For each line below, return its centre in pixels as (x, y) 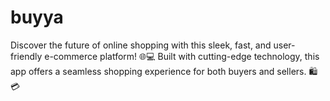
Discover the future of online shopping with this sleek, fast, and (141, 45)
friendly (26, 56)
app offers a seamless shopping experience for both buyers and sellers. (158, 71)
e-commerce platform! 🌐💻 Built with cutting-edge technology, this (182, 56)
